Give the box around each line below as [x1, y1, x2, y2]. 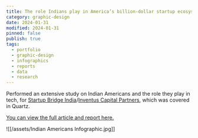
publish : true [6, 36, 41, 42]
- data [11, 69, 28, 75]
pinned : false [6, 31, 41, 36]
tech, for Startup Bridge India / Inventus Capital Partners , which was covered [6, 96, 190, 103]
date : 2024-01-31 [6, 19, 49, 25]
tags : [6, 42, 19, 48]
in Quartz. [6, 103, 31, 110]
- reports [11, 63, 35, 69]
